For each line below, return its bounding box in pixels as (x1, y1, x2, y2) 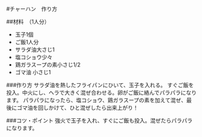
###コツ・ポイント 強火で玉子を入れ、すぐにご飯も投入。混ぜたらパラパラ (6, 117, 193, 124)
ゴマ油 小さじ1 (15, 69, 51, 75)
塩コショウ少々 (15, 54, 53, 60)
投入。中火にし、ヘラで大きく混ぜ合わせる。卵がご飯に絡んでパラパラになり (6, 89, 197, 96)
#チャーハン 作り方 (6, 5, 57, 12)
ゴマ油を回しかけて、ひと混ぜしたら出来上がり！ (16, 104, 138, 111)
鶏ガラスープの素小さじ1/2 (15, 61, 80, 68)
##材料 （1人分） (6, 18, 50, 25)
